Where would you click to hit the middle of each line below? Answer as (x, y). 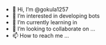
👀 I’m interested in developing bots (56, 16)
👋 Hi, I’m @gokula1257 (40, 9)
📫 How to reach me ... (40, 36)
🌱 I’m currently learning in (45, 22)
